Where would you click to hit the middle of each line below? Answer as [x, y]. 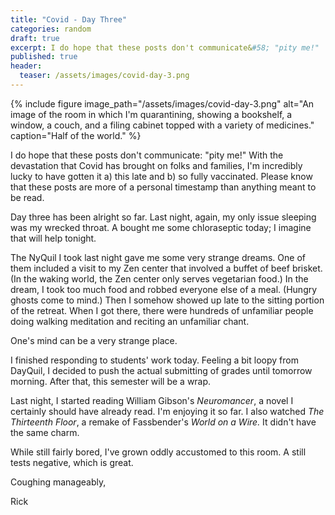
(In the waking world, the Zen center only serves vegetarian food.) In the [159, 278]
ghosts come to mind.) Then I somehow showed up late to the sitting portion [167, 300]
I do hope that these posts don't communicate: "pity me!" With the [147, 155]
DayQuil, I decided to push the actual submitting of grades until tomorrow [161, 370]
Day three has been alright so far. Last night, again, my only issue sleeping [163, 217]
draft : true [35, 38]
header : [26, 66]
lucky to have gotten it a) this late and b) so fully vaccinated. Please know [161, 176]
